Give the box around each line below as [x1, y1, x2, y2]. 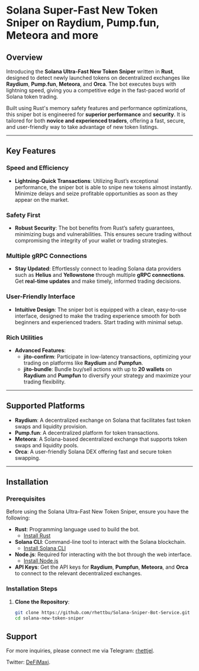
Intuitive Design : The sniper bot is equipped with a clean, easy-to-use [14, 306, 187, 313]
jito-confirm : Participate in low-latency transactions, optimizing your [23, 353, 191, 360]
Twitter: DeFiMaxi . [6, 659, 50, 666]
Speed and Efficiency [6, 164, 69, 172]
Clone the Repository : [14, 598, 70, 605]
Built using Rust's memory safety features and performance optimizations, [6, 105, 188, 111]
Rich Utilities [6, 333, 43, 341]
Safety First [6, 211, 41, 219]
